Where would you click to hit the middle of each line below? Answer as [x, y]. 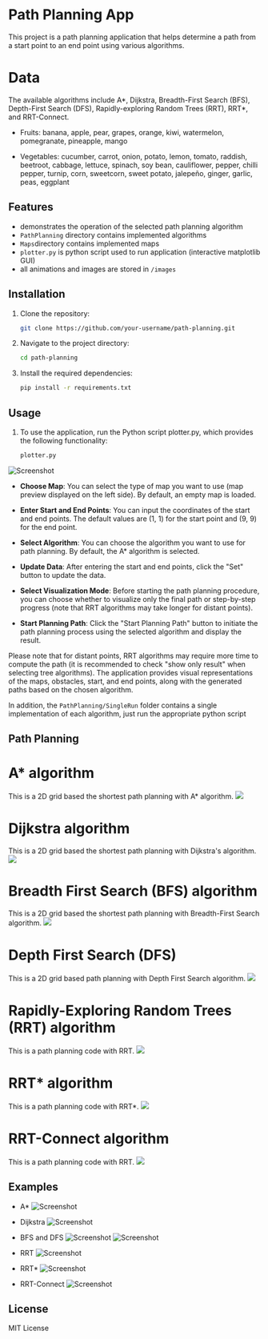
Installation [37, 294]
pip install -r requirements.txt [76, 388]
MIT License [29, 1328]
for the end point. [48, 527]
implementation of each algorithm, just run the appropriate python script [127, 713]
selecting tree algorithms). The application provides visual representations [131, 672]
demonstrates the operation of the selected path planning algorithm [132, 227]
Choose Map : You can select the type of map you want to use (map [132, 486]
